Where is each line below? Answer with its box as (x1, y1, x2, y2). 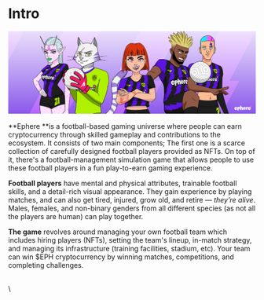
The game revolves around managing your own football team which (8, 227, 228, 236)
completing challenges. (8, 260, 84, 269)
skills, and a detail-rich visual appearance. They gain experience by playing (8, 186, 252, 196)
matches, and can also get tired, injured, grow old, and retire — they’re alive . (8, 195, 256, 204)
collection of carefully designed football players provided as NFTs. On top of (8, 146, 255, 155)
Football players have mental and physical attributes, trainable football (8, 178, 237, 188)
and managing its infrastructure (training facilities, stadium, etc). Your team (8, 243, 251, 253)
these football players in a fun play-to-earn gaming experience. (8, 163, 214, 173)
